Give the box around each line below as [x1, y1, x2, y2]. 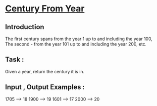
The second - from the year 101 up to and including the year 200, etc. [5, 41, 147, 47]
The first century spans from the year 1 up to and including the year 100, [5, 36, 153, 42]
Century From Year [5, 3, 85, 14]
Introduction [5, 23, 45, 31]
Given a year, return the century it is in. [5, 68, 85, 74]
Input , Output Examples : [5, 83, 85, 92]
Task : [5, 55, 24, 64]
